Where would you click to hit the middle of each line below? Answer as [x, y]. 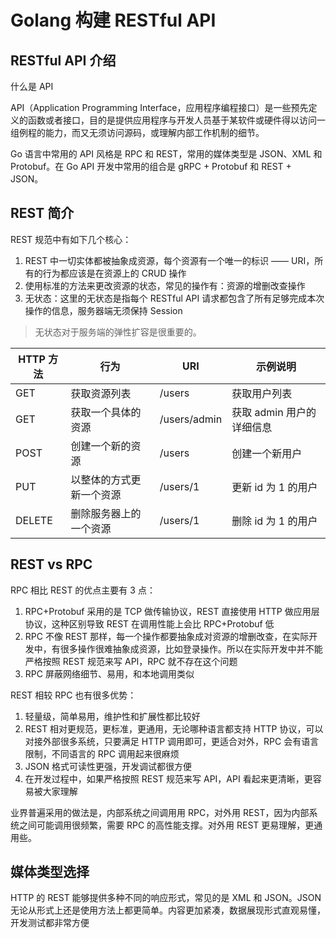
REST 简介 [42, 213]
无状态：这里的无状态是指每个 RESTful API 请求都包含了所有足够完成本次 [174, 298]
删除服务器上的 [106, 513]
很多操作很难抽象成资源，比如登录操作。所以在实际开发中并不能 [191, 648]
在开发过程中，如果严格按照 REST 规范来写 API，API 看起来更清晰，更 [168, 778]
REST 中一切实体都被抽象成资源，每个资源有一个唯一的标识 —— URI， [169, 260]
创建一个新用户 [267, 453]
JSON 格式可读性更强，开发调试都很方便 [108, 766]
